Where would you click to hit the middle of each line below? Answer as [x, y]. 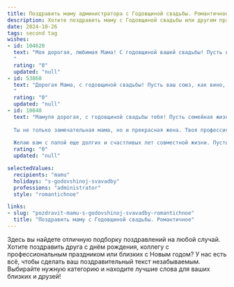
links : [17, 207]
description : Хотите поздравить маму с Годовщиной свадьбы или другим [112, 20]
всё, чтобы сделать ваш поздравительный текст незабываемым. [104, 261]
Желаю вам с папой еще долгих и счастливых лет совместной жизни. [112, 143]
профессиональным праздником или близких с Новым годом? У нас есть [117, 254]
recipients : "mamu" [42, 174]
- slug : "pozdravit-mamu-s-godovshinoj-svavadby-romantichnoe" [101, 213]
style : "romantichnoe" [46, 194]
